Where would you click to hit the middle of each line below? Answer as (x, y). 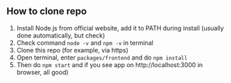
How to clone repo (47, 11)
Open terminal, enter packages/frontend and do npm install (102, 57)
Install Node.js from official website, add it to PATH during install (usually (120, 28)
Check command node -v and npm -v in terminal (85, 43)
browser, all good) (42, 72)
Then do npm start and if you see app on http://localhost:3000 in (110, 64)
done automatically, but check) (61, 35)
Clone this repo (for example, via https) (72, 50)
